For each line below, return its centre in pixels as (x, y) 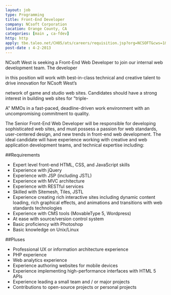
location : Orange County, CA (36, 29)
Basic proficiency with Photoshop (48, 224)
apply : (12, 43)
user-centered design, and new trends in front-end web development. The (83, 134)
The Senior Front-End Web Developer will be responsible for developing (81, 123)
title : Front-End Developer (35, 19)
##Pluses (15, 239)
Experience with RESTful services (48, 186)
